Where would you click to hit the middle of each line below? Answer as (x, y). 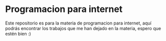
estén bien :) (18, 33)
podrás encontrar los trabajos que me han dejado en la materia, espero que (83, 28)
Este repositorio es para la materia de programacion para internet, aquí (78, 23)
